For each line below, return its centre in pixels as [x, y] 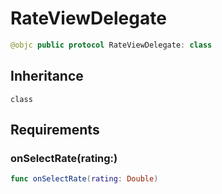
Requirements [55, 130]
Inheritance [47, 76]
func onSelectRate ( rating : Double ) [84, 179]
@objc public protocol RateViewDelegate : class [111, 45]
